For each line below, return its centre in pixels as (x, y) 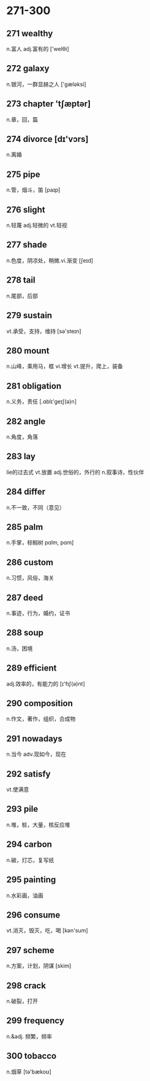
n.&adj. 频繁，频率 (29, 1036)
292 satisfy (28, 774)
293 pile (22, 809)
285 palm (25, 527)
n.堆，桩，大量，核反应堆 (38, 825)
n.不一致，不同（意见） (36, 507)
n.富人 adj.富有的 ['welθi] (38, 49)
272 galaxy (28, 69)
